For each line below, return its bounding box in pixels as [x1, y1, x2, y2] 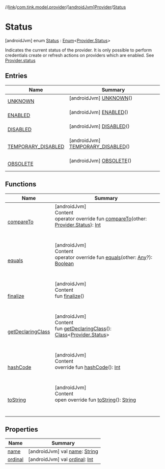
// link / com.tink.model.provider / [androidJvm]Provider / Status [5, 4, 126, 10]
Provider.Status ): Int [55, 221, 101, 228]
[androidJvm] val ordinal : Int [28, 456, 93, 463]
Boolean [55, 260, 74, 267]
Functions [5, 180, 37, 189]
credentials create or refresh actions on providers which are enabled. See [5, 52, 154, 58]
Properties [5, 425, 38, 434]
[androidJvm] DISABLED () [69, 123, 130, 130]
